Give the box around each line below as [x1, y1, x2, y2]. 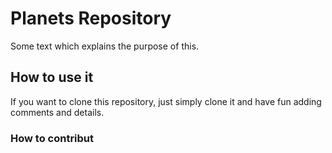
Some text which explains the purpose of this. [10, 40, 200, 52]
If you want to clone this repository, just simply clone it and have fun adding [10, 95, 322, 107]
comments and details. [10, 106, 105, 118]
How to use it [10, 69, 94, 86]
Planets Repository [10, 7, 172, 30]
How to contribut [10, 131, 95, 145]
